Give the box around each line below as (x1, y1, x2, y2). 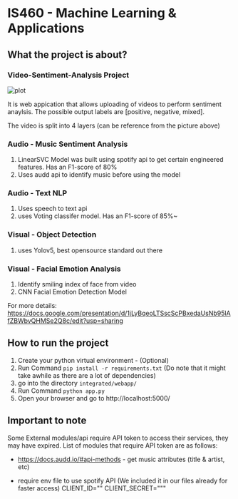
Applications (7, 20, 85, 36)
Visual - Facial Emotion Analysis (7, 264, 121, 274)
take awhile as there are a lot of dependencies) (17, 371, 157, 379)
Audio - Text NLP (7, 188, 68, 198)
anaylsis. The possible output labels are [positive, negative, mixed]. (7, 107, 205, 115)
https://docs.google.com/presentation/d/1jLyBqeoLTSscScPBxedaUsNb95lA (7, 309, 231, 318)
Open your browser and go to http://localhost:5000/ (17, 393, 171, 402)
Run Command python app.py (17, 386, 105, 395)
